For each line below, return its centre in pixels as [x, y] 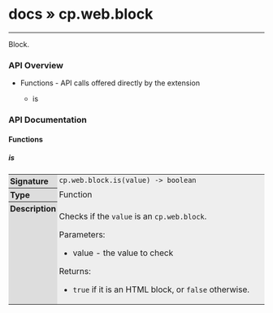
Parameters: [82, 235]
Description [33, 208]
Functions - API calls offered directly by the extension [110, 83]
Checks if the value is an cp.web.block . [133, 216]
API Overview [36, 65]
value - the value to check [123, 253]
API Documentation [48, 120]
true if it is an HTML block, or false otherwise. [161, 289]
